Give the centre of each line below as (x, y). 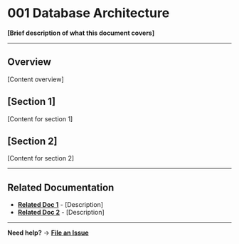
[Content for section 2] (41, 158)
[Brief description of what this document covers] (81, 33)
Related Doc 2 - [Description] (61, 213)
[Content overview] (36, 79)
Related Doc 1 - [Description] (60, 205)
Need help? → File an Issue (48, 233)
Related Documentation (61, 187)
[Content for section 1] (40, 118)
